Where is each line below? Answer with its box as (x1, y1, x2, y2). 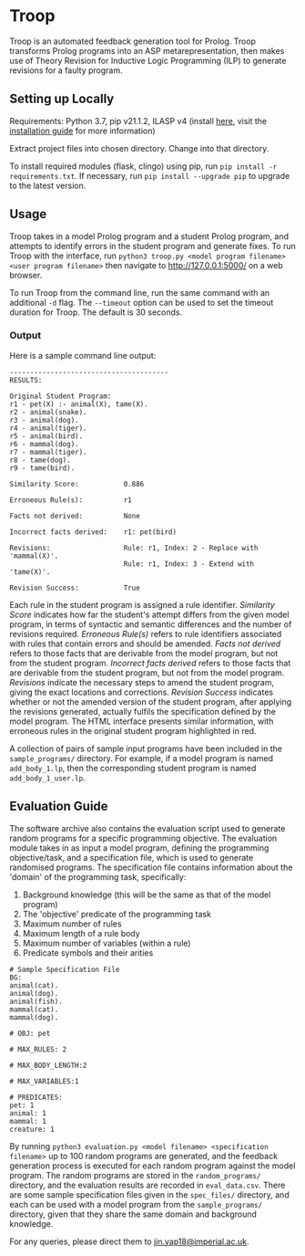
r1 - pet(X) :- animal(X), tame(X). (9, 399, 148, 409)
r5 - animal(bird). (9, 431, 84, 441)
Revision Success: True (9, 583, 141, 592)
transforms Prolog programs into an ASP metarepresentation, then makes (9, 45, 285, 56)
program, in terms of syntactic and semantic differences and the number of (9, 618, 292, 630)
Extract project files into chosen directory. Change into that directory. (9, 142, 269, 153)
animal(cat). (9, 980, 59, 990)
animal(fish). (9, 997, 64, 1006)
